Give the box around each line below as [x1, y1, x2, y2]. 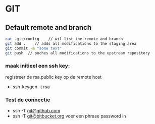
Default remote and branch [5, 23, 92, 32]
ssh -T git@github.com [12, 108, 61, 114]
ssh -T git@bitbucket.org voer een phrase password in [12, 113, 126, 119]
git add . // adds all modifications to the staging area [5, 41, 137, 46]
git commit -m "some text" [5, 46, 62, 51]
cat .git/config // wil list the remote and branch [5, 36, 123, 41]
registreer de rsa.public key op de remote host [5, 74, 102, 80]
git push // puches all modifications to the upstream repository [5, 50, 150, 55]
